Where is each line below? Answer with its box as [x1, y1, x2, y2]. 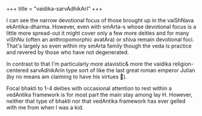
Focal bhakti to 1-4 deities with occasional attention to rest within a [6, 85, 172, 92]
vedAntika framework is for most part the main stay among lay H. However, [6, 91, 193, 98]
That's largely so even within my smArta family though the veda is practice [6, 42, 192, 49]
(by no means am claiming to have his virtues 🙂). [6, 73, 127, 80]
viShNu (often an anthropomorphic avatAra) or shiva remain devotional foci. [6, 36, 194, 43]
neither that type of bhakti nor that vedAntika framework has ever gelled [6, 97, 186, 105]
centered [6, 67, 29, 74]
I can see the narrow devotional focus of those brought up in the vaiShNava [6, 17, 194, 23]
